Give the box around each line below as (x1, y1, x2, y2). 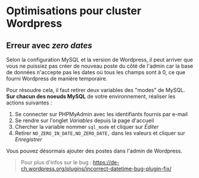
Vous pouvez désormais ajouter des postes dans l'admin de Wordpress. (6, 147, 183, 154)
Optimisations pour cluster (6, 4, 142, 18)
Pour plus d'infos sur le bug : (20, 159, 92, 166)
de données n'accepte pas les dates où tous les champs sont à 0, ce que (6, 69, 186, 75)
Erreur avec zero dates (6, 40, 92, 50)
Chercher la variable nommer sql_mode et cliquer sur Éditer (14, 123, 159, 130)
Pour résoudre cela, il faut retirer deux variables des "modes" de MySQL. (6, 87, 186, 93)
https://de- (92, 159, 120, 166)
